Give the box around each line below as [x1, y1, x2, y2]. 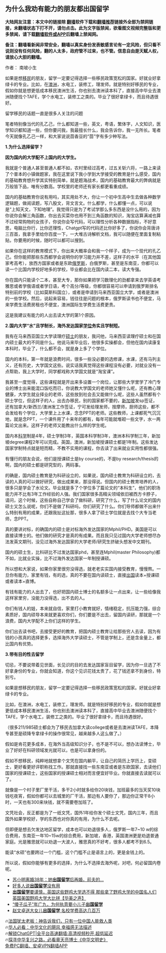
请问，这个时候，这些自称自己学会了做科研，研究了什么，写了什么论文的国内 [5, 497, 161, 503]
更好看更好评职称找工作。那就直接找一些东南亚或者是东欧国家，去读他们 [13, 764, 161, 770]
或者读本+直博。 [5, 578, 39, 584]
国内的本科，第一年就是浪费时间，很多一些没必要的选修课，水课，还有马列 [5, 356, 157, 362]
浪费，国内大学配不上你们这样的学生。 [5, 618, 83, 624]
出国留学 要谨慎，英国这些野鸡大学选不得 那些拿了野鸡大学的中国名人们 [12, 889, 157, 895]
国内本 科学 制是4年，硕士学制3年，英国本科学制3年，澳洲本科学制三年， [5, 433, 152, 439]
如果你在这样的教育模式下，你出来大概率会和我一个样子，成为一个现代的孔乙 [5, 248, 161, 253]
